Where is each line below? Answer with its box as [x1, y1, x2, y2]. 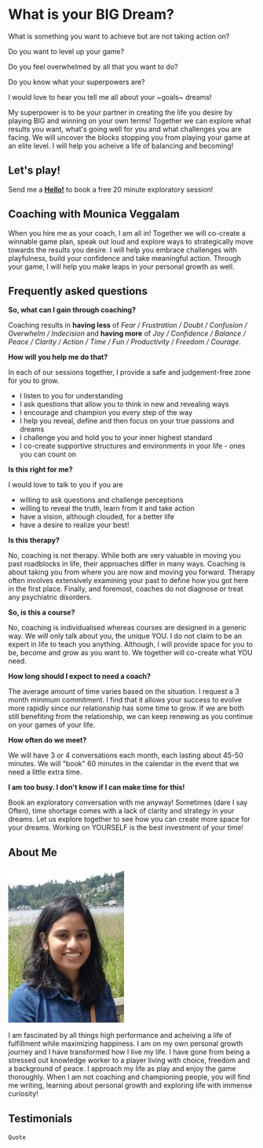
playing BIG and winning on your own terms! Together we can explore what [8, 116, 251, 125]
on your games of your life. [8, 721, 96, 730]
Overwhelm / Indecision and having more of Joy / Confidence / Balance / [8, 328, 246, 339]
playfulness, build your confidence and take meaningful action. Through [8, 253, 242, 262]
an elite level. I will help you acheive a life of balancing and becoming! [8, 141, 234, 150]
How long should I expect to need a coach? [8, 672, 152, 681]
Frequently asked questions [8, 284, 148, 298]
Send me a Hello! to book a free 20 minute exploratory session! [8, 185, 214, 194]
